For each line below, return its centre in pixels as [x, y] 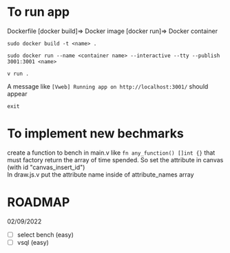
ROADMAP [39, 202]
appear [17, 93]
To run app [39, 12]
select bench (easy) [45, 234]
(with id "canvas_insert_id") [46, 167]
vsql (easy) [33, 242]
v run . [18, 74]
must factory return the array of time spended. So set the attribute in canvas [115, 159]
